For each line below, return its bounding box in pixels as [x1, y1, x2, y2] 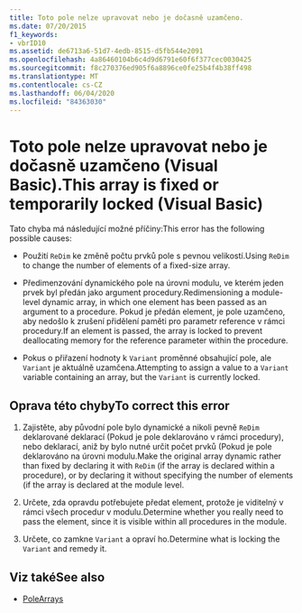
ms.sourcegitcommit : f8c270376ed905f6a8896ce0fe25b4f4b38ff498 [9, 64, 252, 73]
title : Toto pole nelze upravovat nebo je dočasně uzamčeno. [9, 13, 244, 23]
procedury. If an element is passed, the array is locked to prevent [22, 326, 263, 337]
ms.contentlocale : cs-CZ [9, 80, 103, 89]
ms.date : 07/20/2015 [9, 22, 87, 31]
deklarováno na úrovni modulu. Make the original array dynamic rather [22, 450, 282, 461]
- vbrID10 [9, 38, 47, 48]
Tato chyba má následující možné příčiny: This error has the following [9, 223, 265, 235]
